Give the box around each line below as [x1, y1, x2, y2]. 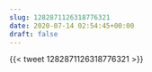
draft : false [9, 29, 58, 38]
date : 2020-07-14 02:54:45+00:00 [9, 21, 135, 30]
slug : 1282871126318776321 [9, 12, 111, 22]
